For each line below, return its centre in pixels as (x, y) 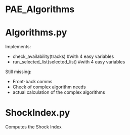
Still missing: (18, 72)
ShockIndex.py (38, 113)
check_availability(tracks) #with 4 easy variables (63, 56)
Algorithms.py (36, 33)
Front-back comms (32, 82)
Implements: (18, 47)
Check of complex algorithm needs (49, 87)
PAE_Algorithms (40, 9)
